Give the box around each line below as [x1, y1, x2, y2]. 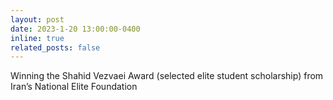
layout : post [10, 14, 65, 25]
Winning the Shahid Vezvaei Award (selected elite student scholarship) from [10, 70, 324, 82]
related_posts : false [10, 42, 101, 53]
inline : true [10, 33, 65, 43]
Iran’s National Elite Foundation [10, 81, 138, 93]
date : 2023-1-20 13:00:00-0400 [10, 24, 141, 34]
